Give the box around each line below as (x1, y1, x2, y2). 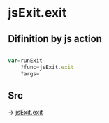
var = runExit (8, 57, 43, 64)
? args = (20, 70, 40, 78)
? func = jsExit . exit (20, 64, 74, 71)
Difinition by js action (8, 33, 102, 45)
